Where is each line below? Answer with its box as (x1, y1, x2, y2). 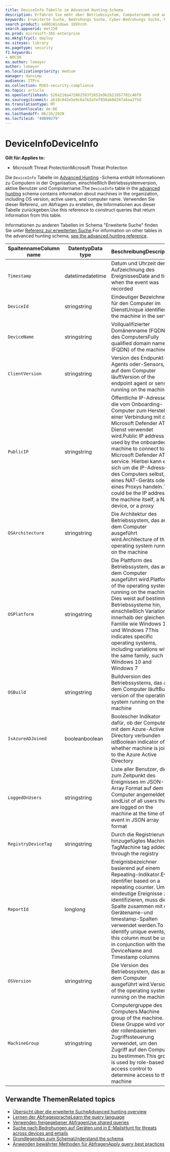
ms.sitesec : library (5, 41, 49, 46)
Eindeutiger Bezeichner (111, 293, 167, 300)
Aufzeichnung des (111, 266, 155, 273)
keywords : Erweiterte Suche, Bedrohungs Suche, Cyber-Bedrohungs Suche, (5, 17, 162, 22)
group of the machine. (111, 1014, 164, 1021)
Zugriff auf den (111, 1046, 147, 1053)
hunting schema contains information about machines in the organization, (5, 190, 159, 196)
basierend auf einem (111, 864, 160, 871)
